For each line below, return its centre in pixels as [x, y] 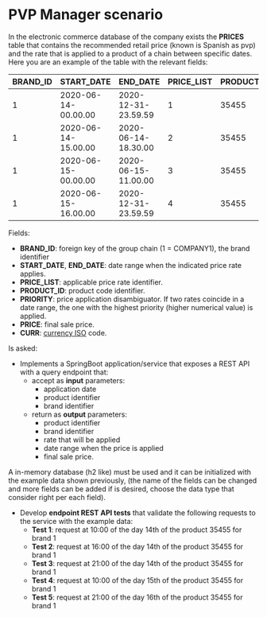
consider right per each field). [57, 497]
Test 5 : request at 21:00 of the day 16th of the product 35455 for [137, 597]
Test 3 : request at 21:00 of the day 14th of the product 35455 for [137, 563]
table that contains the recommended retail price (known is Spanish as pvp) [132, 45]
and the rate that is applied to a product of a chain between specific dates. [130, 53]
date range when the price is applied [104, 448]
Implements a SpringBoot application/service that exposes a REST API [135, 363]
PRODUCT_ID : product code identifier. [82, 290]
